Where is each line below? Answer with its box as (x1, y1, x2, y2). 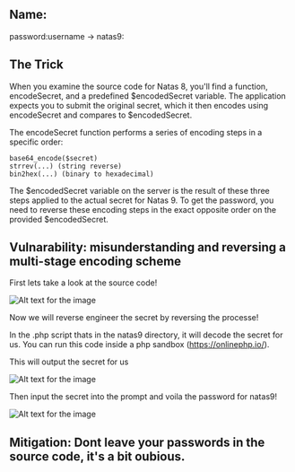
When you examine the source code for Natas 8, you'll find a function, (9, 81, 268, 92)
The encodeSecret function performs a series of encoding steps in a (9, 127, 263, 137)
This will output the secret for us (9, 356, 129, 367)
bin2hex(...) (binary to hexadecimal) (9, 170, 154, 179)
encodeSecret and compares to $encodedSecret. (9, 109, 193, 120)
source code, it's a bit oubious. (9, 449, 186, 464)
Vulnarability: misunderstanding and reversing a (9, 240, 287, 255)
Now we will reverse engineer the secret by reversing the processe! (9, 312, 259, 323)
